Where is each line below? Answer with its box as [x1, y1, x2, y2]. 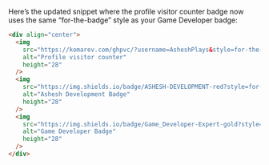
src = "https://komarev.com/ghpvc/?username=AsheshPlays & [22, 46, 214, 54]
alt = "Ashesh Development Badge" [22, 91, 130, 99]
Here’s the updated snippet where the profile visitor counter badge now [8, 7, 244, 16]
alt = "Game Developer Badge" [22, 127, 116, 135]
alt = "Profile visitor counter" [22, 53, 127, 61]
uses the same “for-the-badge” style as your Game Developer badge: [8, 15, 238, 25]
